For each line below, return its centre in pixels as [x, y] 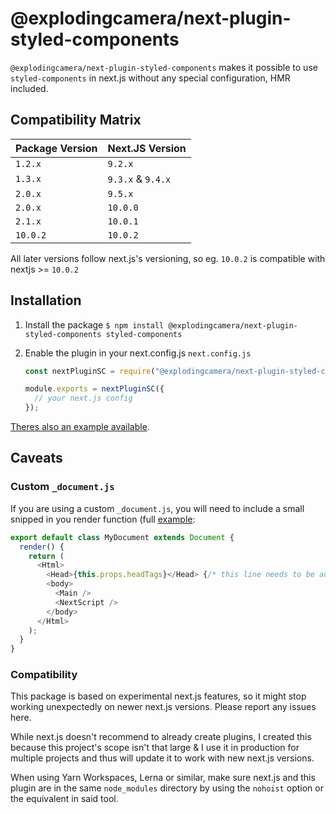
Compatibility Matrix [76, 120]
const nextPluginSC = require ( [90, 371]
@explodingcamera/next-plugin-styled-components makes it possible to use [164, 67]
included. [29, 88]
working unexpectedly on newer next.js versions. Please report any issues [163, 707]
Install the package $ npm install [94, 324]
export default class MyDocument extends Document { [122, 537]
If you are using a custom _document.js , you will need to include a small [157, 508]
